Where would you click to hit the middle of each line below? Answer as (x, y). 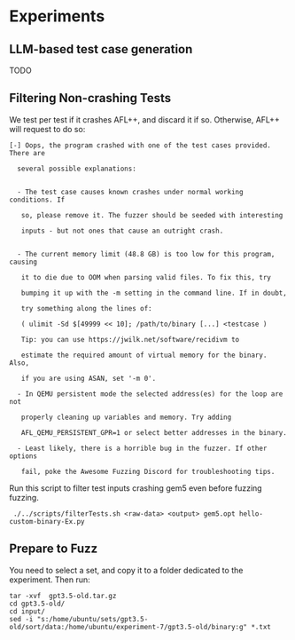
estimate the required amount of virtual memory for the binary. (144, 355)
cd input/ (27, 611)
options (23, 456)
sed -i (21, 619)
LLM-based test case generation (101, 49)
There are (27, 153)
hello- (251, 514)
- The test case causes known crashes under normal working (130, 192)
